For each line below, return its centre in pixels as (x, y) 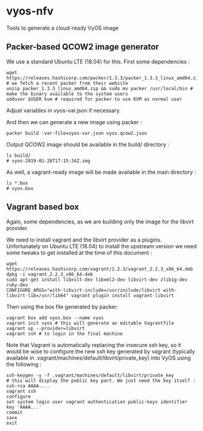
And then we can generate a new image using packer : (74, 122)
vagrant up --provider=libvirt (46, 328)
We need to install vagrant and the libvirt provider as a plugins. (84, 240)
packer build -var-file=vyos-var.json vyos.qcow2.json (77, 133)
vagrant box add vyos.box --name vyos (55, 318)
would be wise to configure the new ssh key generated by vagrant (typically (101, 351)
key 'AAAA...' (24, 407)
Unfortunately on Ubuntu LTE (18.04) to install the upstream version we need (101, 246)
